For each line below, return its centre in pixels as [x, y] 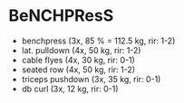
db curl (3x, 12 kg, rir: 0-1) [70, 89]
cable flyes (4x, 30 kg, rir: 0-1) [78, 60]
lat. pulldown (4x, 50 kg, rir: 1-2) [81, 50]
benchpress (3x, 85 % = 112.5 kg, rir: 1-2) [98, 41]
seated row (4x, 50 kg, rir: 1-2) [78, 70]
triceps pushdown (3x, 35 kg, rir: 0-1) [91, 79]
